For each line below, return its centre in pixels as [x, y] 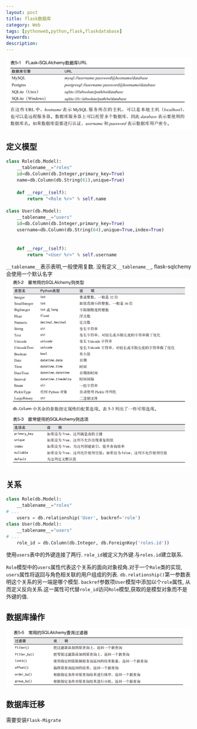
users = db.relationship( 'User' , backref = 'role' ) [79, 518]
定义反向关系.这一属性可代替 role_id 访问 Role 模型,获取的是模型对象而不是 [99, 589]
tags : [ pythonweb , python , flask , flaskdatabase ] [64, 31]
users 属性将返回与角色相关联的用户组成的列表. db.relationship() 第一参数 [96, 575]
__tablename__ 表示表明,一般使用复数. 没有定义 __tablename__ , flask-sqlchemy [99, 267]
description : [22, 44]
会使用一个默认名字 [29, 274]
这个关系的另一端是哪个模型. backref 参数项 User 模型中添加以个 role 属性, [97, 582]
